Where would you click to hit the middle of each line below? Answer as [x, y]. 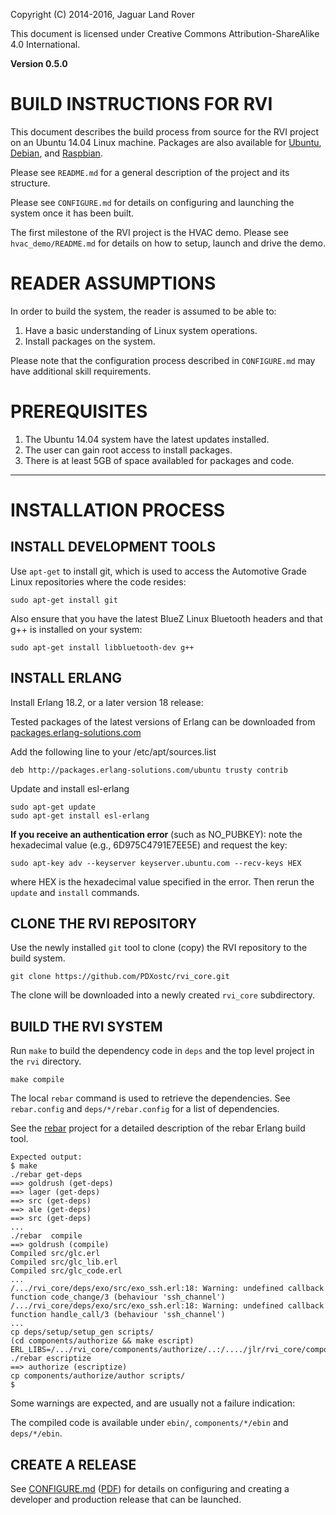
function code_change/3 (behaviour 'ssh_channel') [118, 1297]
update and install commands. [75, 892]
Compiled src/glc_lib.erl [64, 1262]
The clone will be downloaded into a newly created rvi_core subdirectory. [162, 995]
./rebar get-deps [46, 1175]
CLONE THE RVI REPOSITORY [104, 924]
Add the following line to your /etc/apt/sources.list [113, 751]
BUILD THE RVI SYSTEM [86, 1026]
